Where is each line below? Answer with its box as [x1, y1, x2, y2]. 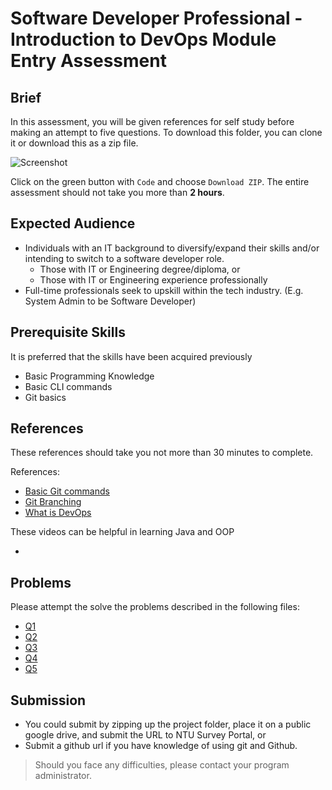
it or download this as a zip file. [10, 137, 139, 149]
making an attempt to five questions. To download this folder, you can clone [10, 127, 323, 138]
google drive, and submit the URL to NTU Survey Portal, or [24, 729, 267, 741]
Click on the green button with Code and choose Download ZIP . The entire [10, 176, 310, 187]
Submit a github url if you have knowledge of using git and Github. [24, 740, 298, 752]
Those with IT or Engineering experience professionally [39, 273, 268, 286]
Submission [10, 692, 87, 709]
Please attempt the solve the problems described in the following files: [10, 601, 300, 613]
